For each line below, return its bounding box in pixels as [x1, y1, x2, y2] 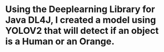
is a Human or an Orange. [5, 36, 115, 47]
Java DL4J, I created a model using [5, 14, 156, 26]
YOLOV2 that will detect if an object [5, 25, 159, 36]
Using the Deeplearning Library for [5, 4, 155, 15]
